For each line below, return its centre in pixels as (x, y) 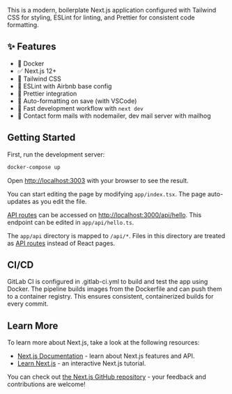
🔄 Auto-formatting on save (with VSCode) (77, 101)
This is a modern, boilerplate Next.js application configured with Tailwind (112, 10)
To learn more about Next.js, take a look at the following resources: (103, 342)
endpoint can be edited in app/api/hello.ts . (71, 222)
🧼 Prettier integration (47, 93)
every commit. (28, 304)
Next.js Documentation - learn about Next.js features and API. (106, 356)
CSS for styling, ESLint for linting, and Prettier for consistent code (101, 17)
